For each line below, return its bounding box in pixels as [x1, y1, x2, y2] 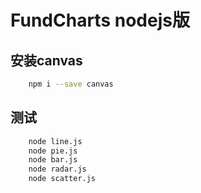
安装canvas [10, 52, 83, 69]
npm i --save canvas [28, 79, 114, 89]
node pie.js [28, 146, 78, 156]
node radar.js [28, 164, 87, 175]
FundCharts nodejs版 [10, 9, 190, 32]
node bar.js [28, 155, 78, 165]
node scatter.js [28, 174, 97, 184]
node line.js [28, 136, 83, 146]
